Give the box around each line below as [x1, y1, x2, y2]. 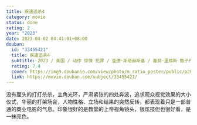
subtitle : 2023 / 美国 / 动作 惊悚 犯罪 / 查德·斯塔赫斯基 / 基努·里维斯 [11, 58, 178, 63]
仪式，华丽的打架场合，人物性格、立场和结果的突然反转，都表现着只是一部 [6, 98, 186, 106]
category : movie [6, 14, 46, 20]
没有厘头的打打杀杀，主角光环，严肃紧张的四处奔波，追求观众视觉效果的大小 [6, 91, 191, 98]
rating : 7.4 [11, 63, 41, 69]
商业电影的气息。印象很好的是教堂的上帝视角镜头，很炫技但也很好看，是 [16, 106, 191, 113]
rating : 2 [6, 25, 30, 31]
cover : [11, 69, 28, 75]
